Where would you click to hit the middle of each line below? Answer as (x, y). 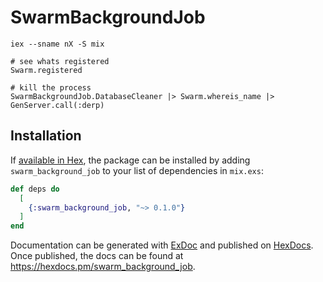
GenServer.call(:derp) (57, 105)
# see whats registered (60, 61)
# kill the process (51, 87)
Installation (46, 136)
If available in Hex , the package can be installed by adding (130, 160)
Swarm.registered (46, 70)
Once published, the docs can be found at (97, 256)
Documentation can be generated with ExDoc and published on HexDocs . (162, 245)
